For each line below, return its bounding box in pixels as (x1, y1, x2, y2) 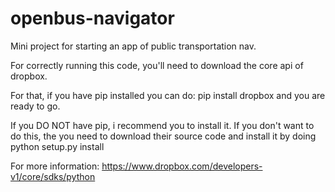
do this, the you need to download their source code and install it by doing (10, 130, 317, 142)
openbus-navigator (10, 7, 175, 30)
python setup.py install (10, 140, 105, 152)
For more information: (10, 160, 100, 172)
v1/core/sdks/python (10, 170, 96, 182)
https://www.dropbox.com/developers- (101, 160, 263, 172)
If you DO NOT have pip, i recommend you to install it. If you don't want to (10, 119, 315, 131)
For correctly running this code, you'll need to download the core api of (10, 59, 304, 71)
